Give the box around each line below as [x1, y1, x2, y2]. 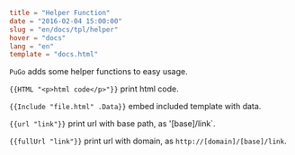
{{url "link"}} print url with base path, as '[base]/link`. [9, 118, 216, 129]
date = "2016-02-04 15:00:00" [9, 16, 123, 26]
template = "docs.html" [9, 50, 99, 59]
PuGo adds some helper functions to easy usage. [9, 66, 188, 77]
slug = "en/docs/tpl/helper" [9, 25, 119, 34]
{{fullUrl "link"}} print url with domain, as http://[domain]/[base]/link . [9, 135, 287, 147]
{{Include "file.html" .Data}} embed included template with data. [9, 101, 262, 112]
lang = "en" [9, 41, 54, 51]
